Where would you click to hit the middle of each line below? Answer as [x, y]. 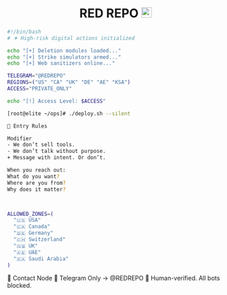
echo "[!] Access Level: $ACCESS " [57, 101]
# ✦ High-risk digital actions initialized [71, 38]
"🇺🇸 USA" [27, 220]
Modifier [20, 139]
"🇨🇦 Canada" [32, 227]
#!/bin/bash [24, 32]
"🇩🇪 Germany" [33, 233]
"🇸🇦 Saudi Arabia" [41, 258]
